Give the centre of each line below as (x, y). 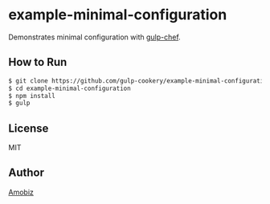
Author (26, 173)
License (29, 128)
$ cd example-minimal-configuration (70, 88)
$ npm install (32, 96)
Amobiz (21, 192)
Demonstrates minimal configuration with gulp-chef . (94, 37)
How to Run (38, 62)
